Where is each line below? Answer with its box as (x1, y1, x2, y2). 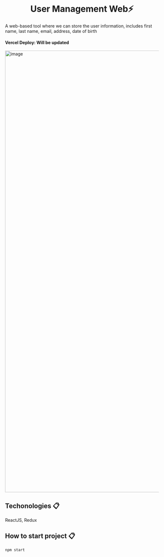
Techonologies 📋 (5, 502, 60, 510)
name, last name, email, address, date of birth (5, 28, 98, 34)
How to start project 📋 (5, 532, 76, 540)
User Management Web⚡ (30, 3, 134, 15)
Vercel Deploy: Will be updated (5, 39, 69, 45)
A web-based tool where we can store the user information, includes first (5, 23, 152, 29)
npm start (5, 547, 25, 552)
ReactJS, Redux (5, 517, 37, 523)
